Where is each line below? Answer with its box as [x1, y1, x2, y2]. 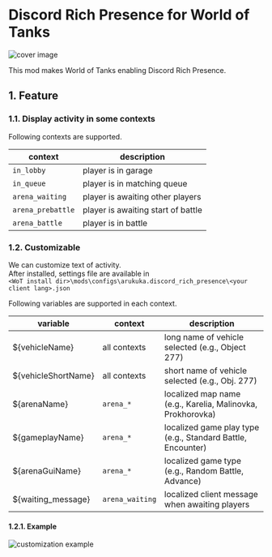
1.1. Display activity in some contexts [8, 114, 155, 125]
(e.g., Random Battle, [164, 465, 244, 476]
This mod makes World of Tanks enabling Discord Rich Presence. [8, 65, 227, 75]
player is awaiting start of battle [82, 204, 202, 216]
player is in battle [82, 217, 148, 229]
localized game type [164, 455, 241, 466]
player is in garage [82, 165, 153, 176]
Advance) [164, 475, 202, 486]
